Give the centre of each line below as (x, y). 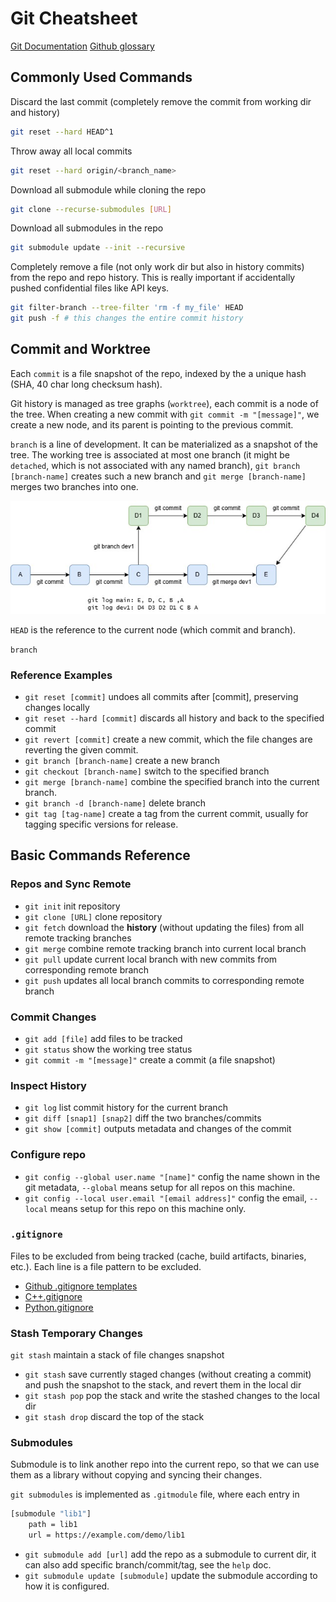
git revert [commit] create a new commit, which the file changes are (168, 739)
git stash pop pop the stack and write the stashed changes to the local (172, 1396)
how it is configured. (67, 1586)
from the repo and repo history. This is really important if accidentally (153, 278)
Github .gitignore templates (81, 1286)
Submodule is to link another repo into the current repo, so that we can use (165, 1464)
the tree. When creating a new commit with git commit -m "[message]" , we (165, 414)
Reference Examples (61, 675)
